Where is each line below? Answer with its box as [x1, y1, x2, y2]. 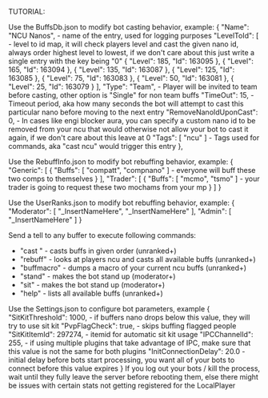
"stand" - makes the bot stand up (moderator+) [19, 271, 176, 281]
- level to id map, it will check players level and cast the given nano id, [8, 39, 239, 49]
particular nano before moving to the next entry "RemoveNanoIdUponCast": [8, 107, 258, 117]
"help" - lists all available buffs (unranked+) [19, 288, 164, 298]
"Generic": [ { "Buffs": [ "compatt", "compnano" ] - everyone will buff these [8, 166, 256, 175]
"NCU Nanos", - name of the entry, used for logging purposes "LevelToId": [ [8, 31, 259, 40]
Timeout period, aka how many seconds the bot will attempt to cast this [8, 99, 244, 108]
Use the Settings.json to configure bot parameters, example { [8, 304, 210, 313]
